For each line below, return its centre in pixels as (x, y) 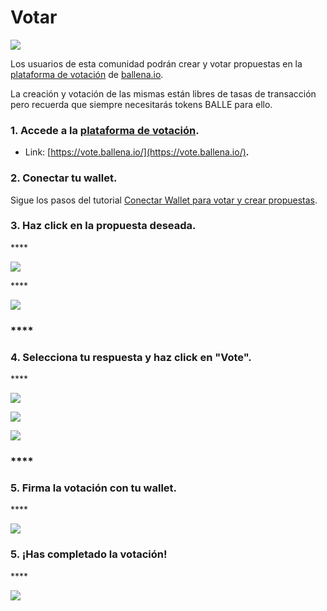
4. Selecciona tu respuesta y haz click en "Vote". (131, 357)
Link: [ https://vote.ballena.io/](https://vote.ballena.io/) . (137, 152)
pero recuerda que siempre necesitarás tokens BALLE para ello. (141, 104)
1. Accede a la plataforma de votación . (105, 130)
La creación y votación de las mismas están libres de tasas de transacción (163, 93)
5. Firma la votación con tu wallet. (94, 488)
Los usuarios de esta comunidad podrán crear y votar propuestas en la (156, 63)
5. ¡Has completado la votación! (89, 554)
